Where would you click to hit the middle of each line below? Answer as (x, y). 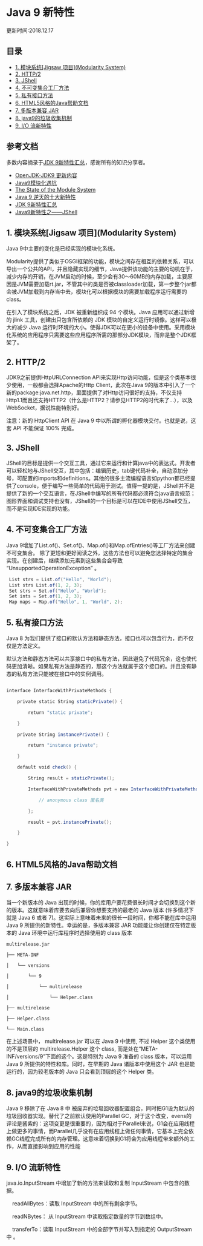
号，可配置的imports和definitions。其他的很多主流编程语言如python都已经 (98, 478)
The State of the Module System (55, 189)
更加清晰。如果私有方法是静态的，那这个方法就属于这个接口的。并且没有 (101, 666)
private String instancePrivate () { (63, 735)
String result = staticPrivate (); (71, 778)
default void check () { (47, 767)
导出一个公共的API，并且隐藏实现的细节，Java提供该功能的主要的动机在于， (101, 269)
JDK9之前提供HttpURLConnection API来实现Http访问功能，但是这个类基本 (99, 377)
